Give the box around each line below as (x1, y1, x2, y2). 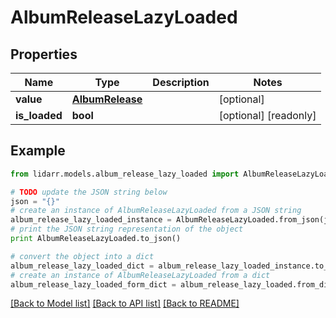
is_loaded (15, 109, 63, 122)
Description (152, 76, 210, 89)
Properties (10, 46, 78, 63)
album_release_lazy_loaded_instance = (10, 215, 172, 225)
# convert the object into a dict (10, 251, 155, 261)
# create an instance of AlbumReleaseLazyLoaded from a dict (10, 270, 271, 280)
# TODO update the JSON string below (10, 187, 168, 197)
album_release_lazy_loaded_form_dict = (10, 279, 177, 290)
